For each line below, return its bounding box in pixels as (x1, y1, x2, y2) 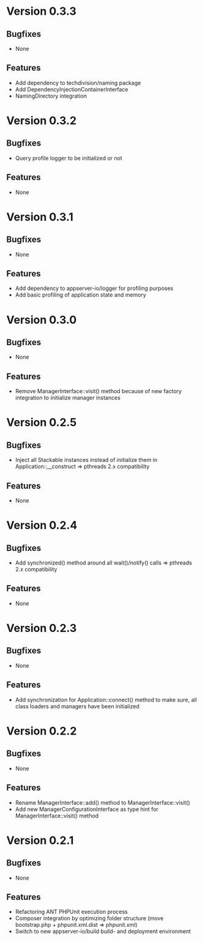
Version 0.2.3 (6, 622, 77, 635)
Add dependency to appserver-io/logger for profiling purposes (15, 284, 174, 292)
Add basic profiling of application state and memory (15, 291, 147, 299)
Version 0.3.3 (6, 4, 76, 18)
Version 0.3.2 (6, 114, 77, 127)
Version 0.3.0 (6, 313, 77, 327)
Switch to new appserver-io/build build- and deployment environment (15, 927, 191, 935)
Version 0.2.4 (6, 518, 78, 533)
